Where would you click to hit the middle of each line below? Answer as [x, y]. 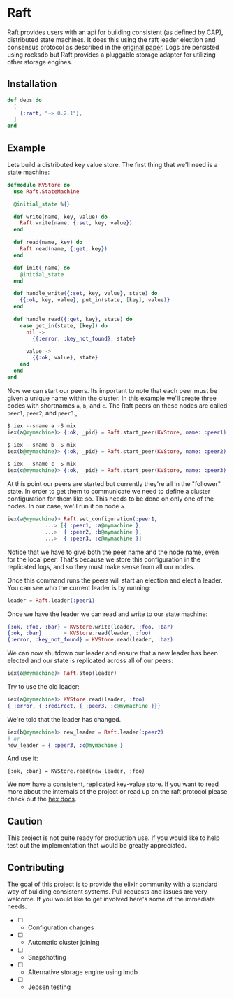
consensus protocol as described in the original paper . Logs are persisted [113, 47]
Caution [25, 821]
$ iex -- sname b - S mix [42, 445]
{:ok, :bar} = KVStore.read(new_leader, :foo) [76, 771]
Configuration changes [61, 927]
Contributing [36, 868]
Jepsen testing [49, 987]
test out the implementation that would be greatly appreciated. [97, 846]
